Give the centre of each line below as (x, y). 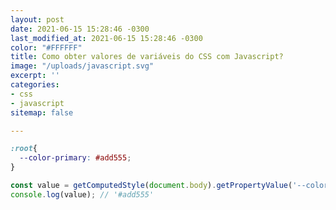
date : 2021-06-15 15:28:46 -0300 (80, 29)
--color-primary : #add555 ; (75, 158)
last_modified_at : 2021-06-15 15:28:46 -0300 (106, 38)
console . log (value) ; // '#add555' (82, 194)
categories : (35, 85)
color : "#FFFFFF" (46, 47)
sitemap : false (42, 112)
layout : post (37, 19)
